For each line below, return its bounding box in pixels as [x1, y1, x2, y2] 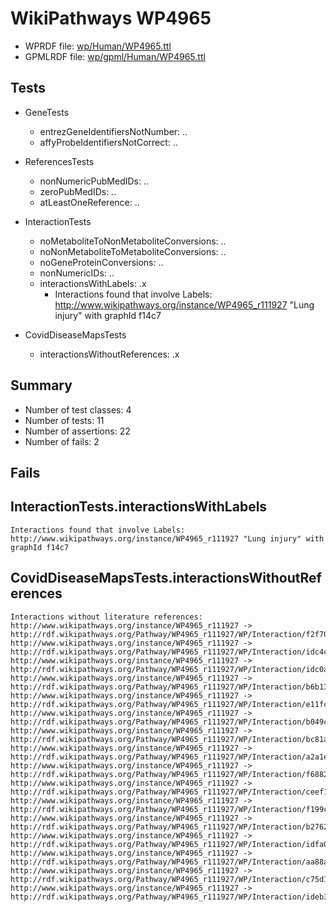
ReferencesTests [24, 155, 95, 167]
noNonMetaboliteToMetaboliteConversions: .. [39, 245, 227, 257]
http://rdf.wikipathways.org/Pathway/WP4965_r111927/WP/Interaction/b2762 [10, 822, 329, 832]
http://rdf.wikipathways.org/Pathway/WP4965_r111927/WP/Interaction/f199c [10, 804, 329, 814]
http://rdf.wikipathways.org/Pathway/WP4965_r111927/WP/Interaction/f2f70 [10, 629, 329, 639]
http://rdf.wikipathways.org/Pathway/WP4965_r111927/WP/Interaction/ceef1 [10, 787, 329, 797]
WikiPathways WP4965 [10, 7, 212, 30]
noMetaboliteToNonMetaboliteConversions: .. [39, 235, 227, 247]
